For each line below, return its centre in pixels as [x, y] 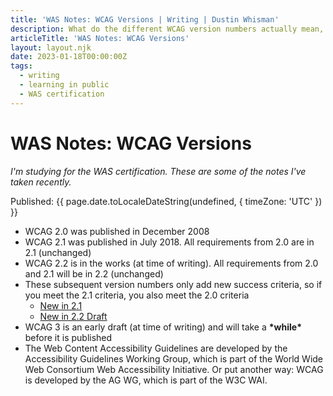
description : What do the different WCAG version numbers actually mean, [167, 29]
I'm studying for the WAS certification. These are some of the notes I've [158, 171]
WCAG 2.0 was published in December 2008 [117, 231]
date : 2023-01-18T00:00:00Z [69, 57]
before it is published [68, 337]
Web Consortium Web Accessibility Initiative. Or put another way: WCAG [174, 369]
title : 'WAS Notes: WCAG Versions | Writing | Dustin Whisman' [145, 19]
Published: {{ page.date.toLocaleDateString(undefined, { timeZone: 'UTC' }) [166, 201]
